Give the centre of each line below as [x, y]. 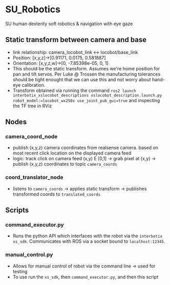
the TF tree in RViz [32, 106]
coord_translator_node [34, 177]
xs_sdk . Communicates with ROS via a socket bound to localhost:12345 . [89, 241]
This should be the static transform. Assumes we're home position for [86, 68]
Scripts [17, 210]
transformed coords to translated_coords [57, 194]
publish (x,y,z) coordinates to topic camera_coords [65, 164]
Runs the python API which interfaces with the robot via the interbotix [88, 236]
